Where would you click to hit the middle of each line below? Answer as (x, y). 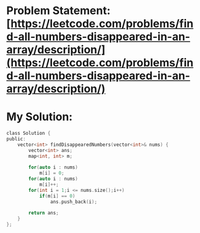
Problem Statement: (59, 11)
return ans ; (44, 213)
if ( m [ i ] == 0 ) (57, 196)
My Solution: (40, 117)
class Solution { (29, 133)
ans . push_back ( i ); (74, 202)
